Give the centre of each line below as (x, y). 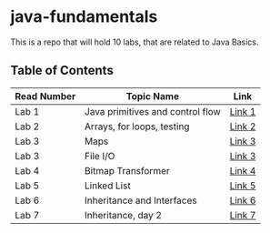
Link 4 (243, 170)
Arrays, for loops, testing (137, 127)
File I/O (100, 156)
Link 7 (243, 215)
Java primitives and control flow (152, 111)
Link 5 (243, 186)
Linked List (107, 186)
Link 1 (243, 111)
